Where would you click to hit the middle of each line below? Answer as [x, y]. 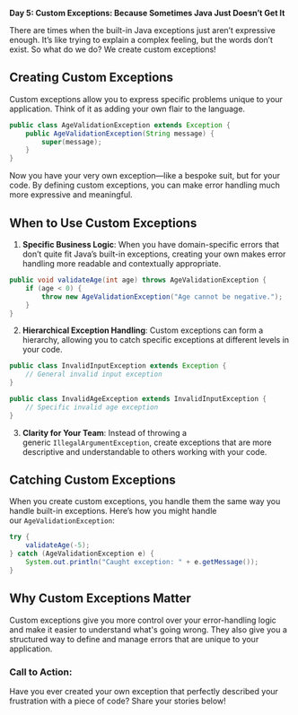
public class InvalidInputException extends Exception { [118, 366]
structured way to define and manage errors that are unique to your [134, 639]
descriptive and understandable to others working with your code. [145, 451]
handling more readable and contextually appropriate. [122, 263]
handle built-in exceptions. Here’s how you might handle [113, 511]
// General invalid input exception [94, 375]
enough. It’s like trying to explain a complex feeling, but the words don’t [141, 40]
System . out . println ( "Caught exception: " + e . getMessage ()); [142, 562]
